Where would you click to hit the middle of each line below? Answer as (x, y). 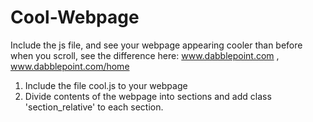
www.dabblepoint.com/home (70, 66)
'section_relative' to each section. (94, 107)
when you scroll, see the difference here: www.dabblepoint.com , (145, 55)
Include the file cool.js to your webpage (106, 85)
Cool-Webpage (75, 17)
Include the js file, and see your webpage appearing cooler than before (156, 45)
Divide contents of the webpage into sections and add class (148, 96)
